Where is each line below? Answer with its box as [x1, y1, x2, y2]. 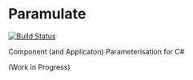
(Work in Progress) [8, 62, 70, 72]
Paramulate [8, 5, 86, 23]
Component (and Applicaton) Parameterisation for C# [8, 46, 185, 56]
